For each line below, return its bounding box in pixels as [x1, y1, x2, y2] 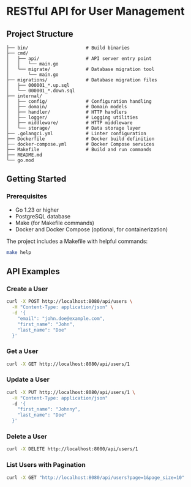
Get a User [6, 347, 39, 355]
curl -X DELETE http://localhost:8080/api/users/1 [6, 446, 138, 452]
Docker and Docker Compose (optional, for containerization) [15, 225, 168, 233]
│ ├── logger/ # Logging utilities [6, 114, 138, 121]
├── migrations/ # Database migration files [6, 77, 157, 83]
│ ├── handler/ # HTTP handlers [6, 109, 127, 115]
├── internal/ [6, 93, 43, 99]
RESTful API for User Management [6, 4, 185, 18]
